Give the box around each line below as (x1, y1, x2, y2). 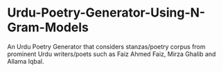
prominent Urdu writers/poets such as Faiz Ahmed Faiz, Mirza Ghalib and (7, 50, 216, 58)
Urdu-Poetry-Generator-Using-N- (7, 5, 206, 21)
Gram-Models (7, 19, 89, 35)
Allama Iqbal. (7, 57, 44, 65)
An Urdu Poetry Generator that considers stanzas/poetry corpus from (7, 42, 206, 51)
